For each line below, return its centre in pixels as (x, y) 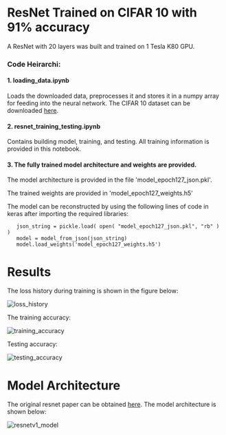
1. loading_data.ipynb (38, 81)
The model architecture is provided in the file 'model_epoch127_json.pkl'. (110, 180)
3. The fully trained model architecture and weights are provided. (102, 165)
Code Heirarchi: (34, 64)
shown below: (27, 412)
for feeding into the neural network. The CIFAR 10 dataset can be (99, 103)
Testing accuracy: (33, 344)
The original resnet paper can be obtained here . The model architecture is (112, 405)
